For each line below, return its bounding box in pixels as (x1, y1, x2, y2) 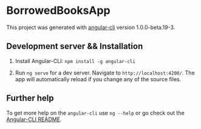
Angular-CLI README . (6, 116, 62, 123)
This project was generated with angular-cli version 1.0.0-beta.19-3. (6, 24, 175, 31)
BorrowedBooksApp (6, 4, 111, 18)
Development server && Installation (6, 41, 143, 51)
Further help (6, 93, 55, 104)
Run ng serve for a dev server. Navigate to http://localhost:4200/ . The (15, 69, 196, 76)
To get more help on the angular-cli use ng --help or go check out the (6, 109, 185, 116)
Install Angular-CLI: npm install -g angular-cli (15, 57, 135, 64)
